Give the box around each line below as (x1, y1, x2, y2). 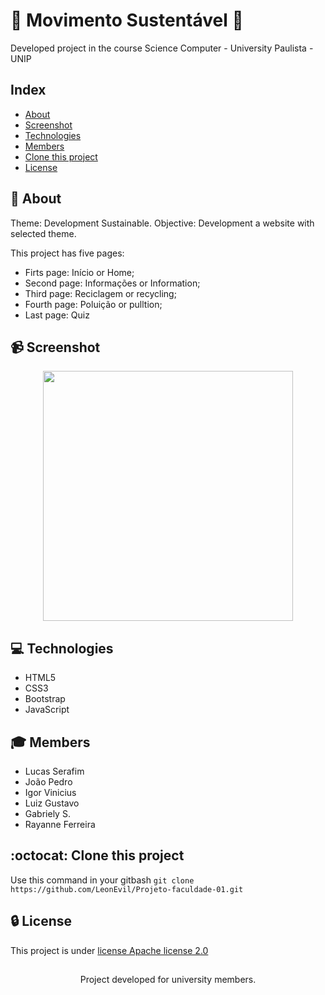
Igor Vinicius (24, 787, 77, 798)
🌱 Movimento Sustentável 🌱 (10, 9, 244, 32)
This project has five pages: (10, 247, 125, 259)
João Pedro (24, 776, 73, 788)
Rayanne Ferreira (24, 819, 96, 830)
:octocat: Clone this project (10, 847, 185, 864)
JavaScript (24, 704, 70, 716)
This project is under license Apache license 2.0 (10, 944, 209, 956)
